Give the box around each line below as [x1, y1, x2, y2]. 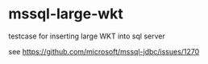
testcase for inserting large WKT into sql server [8, 31, 165, 41]
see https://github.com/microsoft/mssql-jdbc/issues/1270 [8, 46, 200, 56]
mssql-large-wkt [8, 5, 123, 23]
